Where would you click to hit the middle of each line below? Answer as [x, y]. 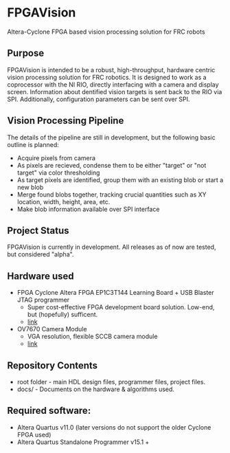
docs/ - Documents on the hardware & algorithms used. [96, 389]
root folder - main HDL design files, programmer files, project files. [111, 382]
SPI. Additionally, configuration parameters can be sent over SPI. [99, 99]
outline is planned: [33, 144]
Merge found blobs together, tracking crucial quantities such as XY [112, 195]
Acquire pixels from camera [56, 158]
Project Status [38, 231]
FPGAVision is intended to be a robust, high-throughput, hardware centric [111, 69]
